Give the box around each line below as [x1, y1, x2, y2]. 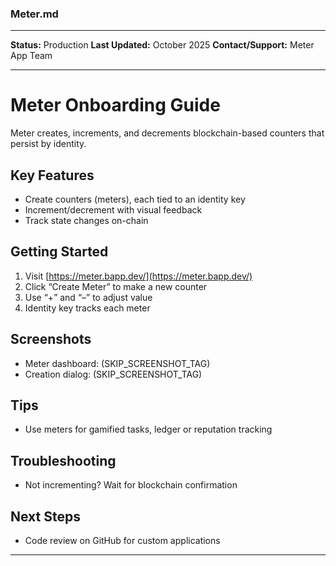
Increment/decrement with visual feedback [24, 204, 203, 216]
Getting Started [10, 243, 109, 261]
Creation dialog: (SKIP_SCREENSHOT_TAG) [24, 368, 203, 380]
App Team [10, 50, 53, 62]
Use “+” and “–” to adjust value [24, 291, 153, 303]
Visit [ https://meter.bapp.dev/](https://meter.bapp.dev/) [24, 270, 253, 282]
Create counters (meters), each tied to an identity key [24, 193, 246, 206]
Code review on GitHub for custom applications [24, 535, 221, 547]
